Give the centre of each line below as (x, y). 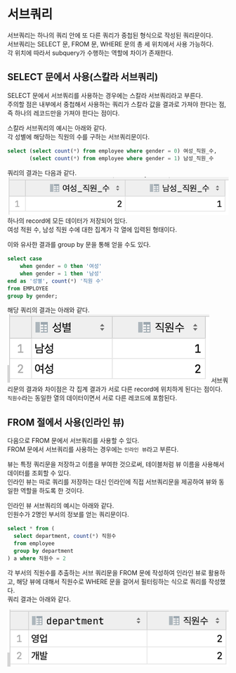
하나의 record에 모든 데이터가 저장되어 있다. (67, 221)
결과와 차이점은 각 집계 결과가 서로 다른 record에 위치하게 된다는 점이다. (124, 389)
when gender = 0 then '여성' (61, 267)
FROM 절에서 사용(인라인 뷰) (66, 422)
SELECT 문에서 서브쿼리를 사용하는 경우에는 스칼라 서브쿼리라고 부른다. (105, 95)
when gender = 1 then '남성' (61, 274)
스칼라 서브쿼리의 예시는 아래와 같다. (57, 128)
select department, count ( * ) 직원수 (65, 536)
